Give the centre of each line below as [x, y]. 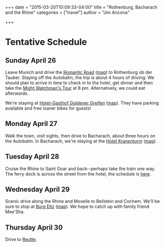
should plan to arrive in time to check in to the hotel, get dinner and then [79, 83]
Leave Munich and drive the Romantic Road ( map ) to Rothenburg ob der [79, 72]
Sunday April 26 [31, 60]
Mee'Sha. [15, 212]
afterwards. [17, 93]
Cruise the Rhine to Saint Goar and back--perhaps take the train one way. [80, 169]
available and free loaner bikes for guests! [48, 108]
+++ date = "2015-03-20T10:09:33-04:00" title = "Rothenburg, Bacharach [81, 7]
